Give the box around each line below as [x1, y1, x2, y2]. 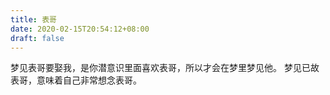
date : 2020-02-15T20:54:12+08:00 [10, 24, 150, 34]
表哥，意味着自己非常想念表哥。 [10, 74, 142, 86]
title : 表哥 [10, 14, 57, 25]
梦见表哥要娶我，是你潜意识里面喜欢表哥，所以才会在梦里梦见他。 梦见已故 [10, 62, 320, 74]
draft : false [10, 33, 65, 43]
